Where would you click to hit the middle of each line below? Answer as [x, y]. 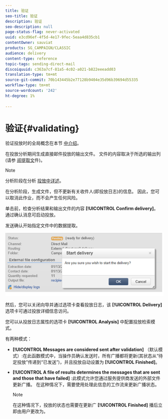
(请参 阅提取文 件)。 [25, 160]
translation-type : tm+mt [31, 75]
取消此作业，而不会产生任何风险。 [45, 198]
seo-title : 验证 [21, 16]
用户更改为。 [35, 411]
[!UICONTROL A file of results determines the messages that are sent [86, 372]
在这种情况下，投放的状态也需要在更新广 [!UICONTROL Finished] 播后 [85, 405]
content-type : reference [31, 59]
